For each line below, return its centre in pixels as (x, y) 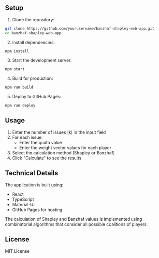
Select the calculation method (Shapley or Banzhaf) (63, 152)
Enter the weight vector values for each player (65, 148)
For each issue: (27, 137)
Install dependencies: (33, 42)
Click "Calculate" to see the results (47, 158)
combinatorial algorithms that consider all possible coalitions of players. (77, 224)
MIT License (17, 251)
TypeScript (23, 199)
